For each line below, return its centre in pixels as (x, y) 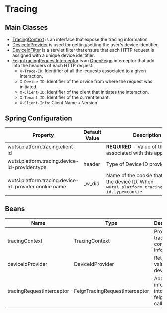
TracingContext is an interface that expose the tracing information (80, 39)
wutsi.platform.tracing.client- (42, 146)
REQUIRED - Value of (131, 146)
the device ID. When (130, 181)
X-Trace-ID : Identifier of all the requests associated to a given (83, 71)
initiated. (29, 87)
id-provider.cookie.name (37, 186)
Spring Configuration (39, 118)
